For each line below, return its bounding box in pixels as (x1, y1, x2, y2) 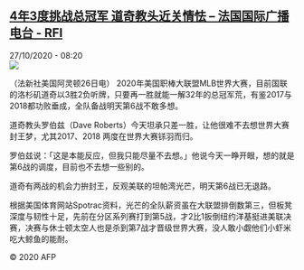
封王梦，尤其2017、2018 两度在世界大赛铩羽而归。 (9, 130, 198, 142)
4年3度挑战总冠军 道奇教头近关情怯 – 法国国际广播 (9, 8, 290, 24)
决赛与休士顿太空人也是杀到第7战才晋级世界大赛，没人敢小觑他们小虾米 (24, 222, 291, 233)
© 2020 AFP (9, 251, 57, 262)
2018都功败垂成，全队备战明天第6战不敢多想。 (9, 100, 184, 111)
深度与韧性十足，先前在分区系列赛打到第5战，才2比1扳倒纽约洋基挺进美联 (9, 210, 284, 221)
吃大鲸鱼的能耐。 (9, 233, 73, 244)
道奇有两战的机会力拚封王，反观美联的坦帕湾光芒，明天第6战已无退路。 (9, 180, 276, 191)
